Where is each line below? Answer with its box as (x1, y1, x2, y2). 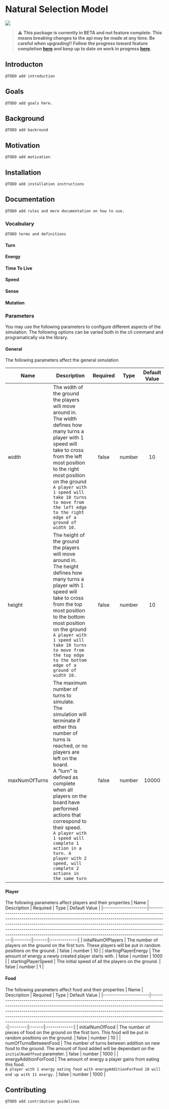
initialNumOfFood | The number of (79, 1024, 150, 1030)
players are (53, 749, 79, 756)
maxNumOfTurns (8, 777, 49, 784)
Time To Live (5, 265, 33, 271)
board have (53, 799, 80, 806)
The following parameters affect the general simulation (5, 357, 119, 363)
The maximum (53, 679, 87, 686)
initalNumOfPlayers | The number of (83, 937, 158, 943)
